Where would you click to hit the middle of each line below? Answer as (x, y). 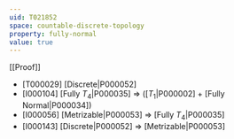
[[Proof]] (25, 67)
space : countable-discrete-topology (77, 26)
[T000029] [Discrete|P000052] (79, 84)
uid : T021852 (33, 17)
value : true (31, 42)
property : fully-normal (53, 34)
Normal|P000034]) (57, 105)
